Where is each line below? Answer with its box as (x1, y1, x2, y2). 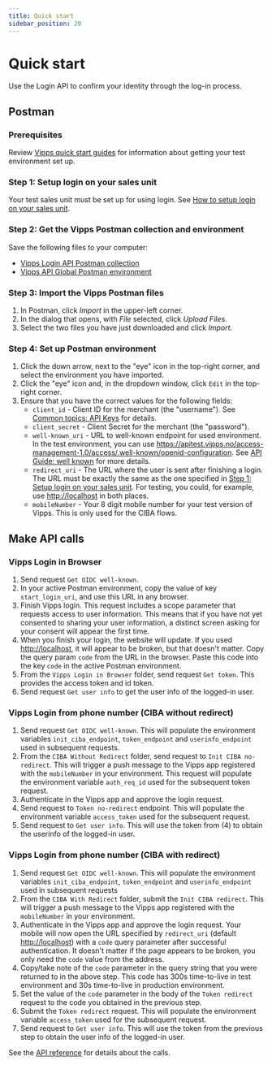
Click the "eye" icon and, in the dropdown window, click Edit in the (19, 379, 244, 388)
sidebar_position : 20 (8, 19, 82, 28)
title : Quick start (8, 11, 75, 20)
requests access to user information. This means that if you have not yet (19, 609, 262, 618)
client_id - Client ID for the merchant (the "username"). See (32, 405, 235, 414)
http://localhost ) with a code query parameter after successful (19, 937, 227, 946)
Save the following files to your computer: (8, 242, 149, 252)
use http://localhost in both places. (32, 491, 149, 500)
